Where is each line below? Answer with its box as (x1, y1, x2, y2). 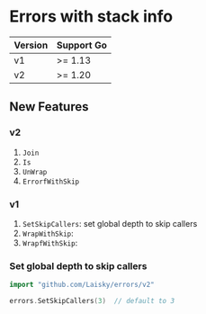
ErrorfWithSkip (22, 177, 80, 186)
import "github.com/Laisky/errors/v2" (9, 281, 155, 290)
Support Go (57, 39, 108, 51)
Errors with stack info (9, 6, 174, 27)
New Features (9, 99, 89, 114)
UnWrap (22, 167, 48, 176)
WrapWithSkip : (22, 228, 74, 238)
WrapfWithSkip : (22, 237, 78, 248)
